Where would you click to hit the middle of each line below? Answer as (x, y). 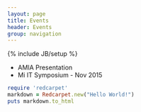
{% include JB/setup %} (43, 54)
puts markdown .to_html (41, 101)
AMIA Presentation (45, 67)
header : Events (30, 27)
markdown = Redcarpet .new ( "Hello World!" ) (71, 95)
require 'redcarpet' (38, 88)
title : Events (28, 21)
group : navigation (34, 34)
